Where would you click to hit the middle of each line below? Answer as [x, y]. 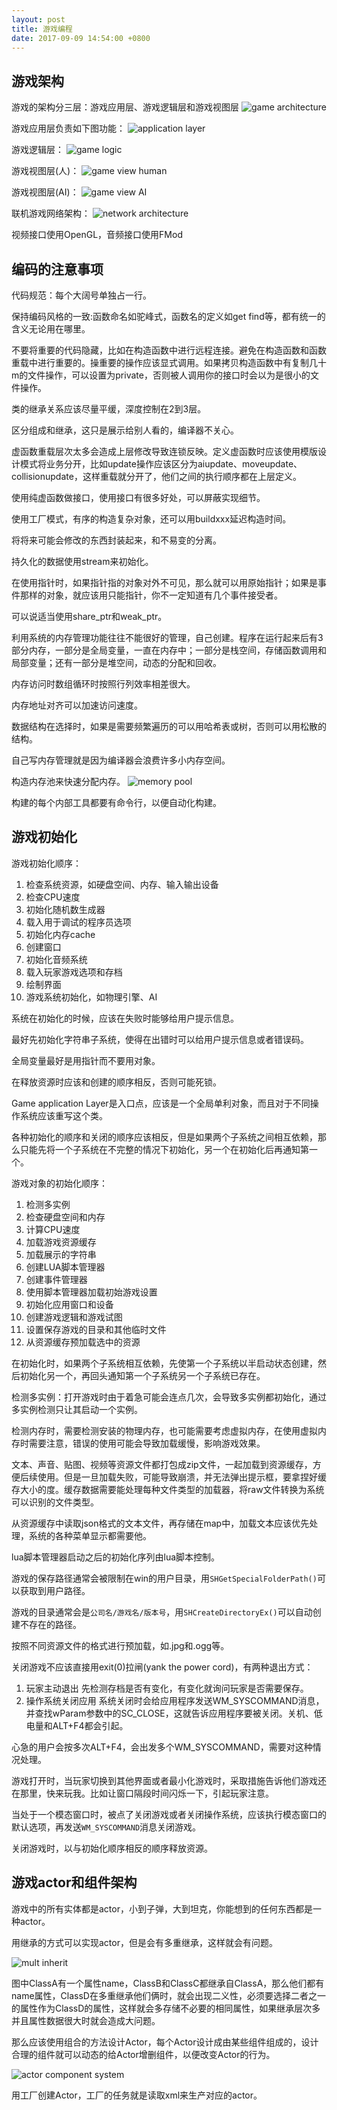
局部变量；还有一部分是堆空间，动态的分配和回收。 [116, 662]
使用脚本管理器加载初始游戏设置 [91, 1292]
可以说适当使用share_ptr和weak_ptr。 [89, 616]
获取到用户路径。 [55, 1590]
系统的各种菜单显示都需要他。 [90, 1535]
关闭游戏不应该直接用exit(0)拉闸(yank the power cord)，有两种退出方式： [162, 1667]
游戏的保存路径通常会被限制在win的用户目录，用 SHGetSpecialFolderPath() [164, 1578]
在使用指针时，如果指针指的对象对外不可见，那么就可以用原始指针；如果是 [164, 582]
